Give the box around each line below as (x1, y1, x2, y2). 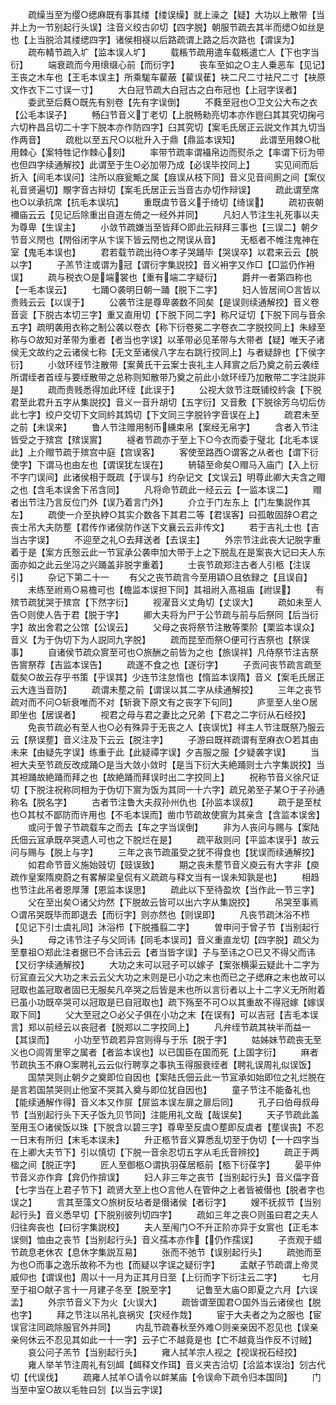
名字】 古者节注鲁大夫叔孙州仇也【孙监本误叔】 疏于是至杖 (44, 796, 322, 808)
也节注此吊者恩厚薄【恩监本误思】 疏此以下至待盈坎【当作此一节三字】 (10, 884, 320, 895)
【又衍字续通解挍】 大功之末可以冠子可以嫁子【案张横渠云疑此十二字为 (10, 959, 320, 970)
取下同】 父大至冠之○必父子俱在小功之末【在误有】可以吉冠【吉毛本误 (10, 1009, 319, 1020)
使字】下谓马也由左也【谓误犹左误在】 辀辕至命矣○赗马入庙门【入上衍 (10, 459, 319, 470)
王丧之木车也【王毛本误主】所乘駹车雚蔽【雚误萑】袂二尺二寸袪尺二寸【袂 (10, 71, 317, 83)
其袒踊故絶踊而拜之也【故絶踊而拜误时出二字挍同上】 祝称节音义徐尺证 (10, 771, 320, 783)
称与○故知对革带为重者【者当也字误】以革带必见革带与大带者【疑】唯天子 (10, 334, 317, 345)
